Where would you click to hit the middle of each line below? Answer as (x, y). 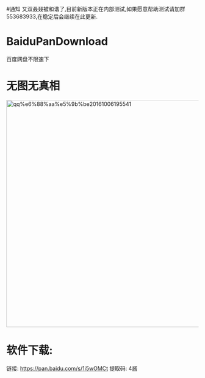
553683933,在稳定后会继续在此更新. (52, 16)
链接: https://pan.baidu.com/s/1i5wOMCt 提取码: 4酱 (72, 368)
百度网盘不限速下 (28, 59)
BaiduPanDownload (57, 42)
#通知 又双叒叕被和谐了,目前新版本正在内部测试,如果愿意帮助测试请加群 (96, 9)
